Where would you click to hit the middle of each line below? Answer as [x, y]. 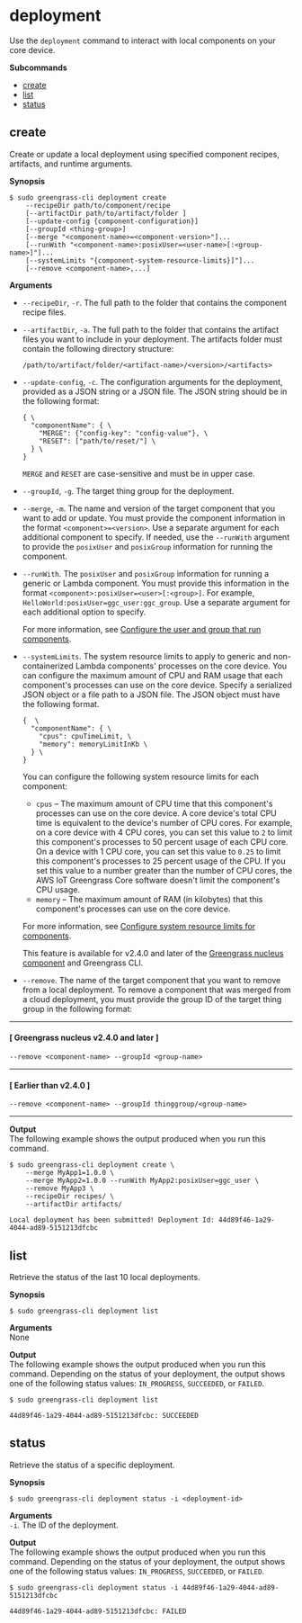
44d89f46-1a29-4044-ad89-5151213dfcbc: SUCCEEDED [104, 1415]
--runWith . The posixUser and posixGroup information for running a [146, 573]
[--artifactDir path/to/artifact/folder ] [106, 213]
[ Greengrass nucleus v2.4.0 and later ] [84, 1038]
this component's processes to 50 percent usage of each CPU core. [162, 841]
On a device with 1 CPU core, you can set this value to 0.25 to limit [158, 851]
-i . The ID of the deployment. [64, 1525]
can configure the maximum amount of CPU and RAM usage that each [152, 675]
